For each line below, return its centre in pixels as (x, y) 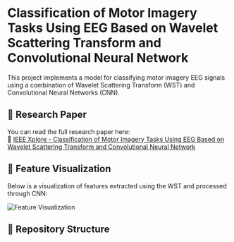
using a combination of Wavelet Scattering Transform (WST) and (101, 85)
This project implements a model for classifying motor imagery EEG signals (116, 77)
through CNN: (27, 193)
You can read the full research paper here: (69, 131)
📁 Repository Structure (58, 229)
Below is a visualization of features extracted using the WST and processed (117, 186)
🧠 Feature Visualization (59, 169)
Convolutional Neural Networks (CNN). (63, 92)
